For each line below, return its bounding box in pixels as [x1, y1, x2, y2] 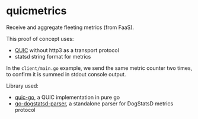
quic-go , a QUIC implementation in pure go [14, 94, 120, 101]
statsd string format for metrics [14, 53, 91, 60]
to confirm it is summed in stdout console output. [6, 70, 126, 78]
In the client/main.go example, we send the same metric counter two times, [6, 64, 193, 72]
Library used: [6, 82, 39, 89]
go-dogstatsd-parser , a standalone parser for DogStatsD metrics [14, 99, 174, 107]
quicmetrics [6, 4, 67, 18]
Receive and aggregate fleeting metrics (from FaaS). [6, 24, 135, 31]
